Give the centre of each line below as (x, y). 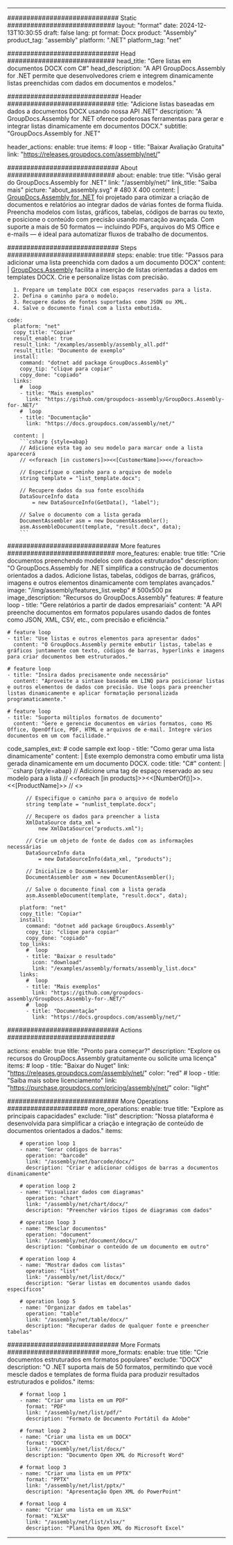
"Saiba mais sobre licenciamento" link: (62, 1080)
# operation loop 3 (48, 1223)
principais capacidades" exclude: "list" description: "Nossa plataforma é (110, 1116)
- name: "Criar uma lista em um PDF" (74, 1401)
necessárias (24, 847)
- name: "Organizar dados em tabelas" (76, 1307)
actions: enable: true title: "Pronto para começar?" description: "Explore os (114, 1051)
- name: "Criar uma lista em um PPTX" (76, 1473)
